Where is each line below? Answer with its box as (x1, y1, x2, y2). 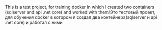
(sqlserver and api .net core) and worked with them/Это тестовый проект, (5, 9, 156, 15)
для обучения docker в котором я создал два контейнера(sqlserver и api (5, 15, 157, 20)
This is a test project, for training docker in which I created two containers (5, 4, 155, 10)
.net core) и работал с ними (5, 19, 63, 25)
